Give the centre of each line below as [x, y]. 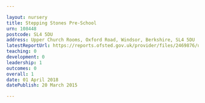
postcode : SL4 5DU [30, 34]
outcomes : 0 [21, 68]
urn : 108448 [21, 29]
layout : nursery [27, 17]
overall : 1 [20, 74]
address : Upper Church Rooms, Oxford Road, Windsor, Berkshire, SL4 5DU [101, 40]
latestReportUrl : [28, 46]
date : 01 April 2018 [33, 80]
